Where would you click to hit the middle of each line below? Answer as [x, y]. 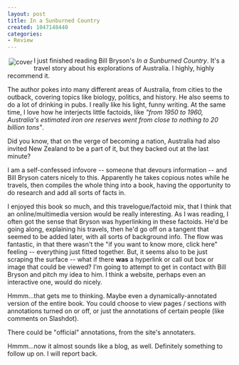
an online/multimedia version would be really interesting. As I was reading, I [118, 214]
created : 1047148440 [38, 27]
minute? [19, 157]
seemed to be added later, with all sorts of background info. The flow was [115, 237]
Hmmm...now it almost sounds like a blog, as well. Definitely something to [115, 347]
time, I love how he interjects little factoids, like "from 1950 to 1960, [106, 112]
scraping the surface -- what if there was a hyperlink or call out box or [111, 260]
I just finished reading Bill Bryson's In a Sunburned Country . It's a [129, 60]
